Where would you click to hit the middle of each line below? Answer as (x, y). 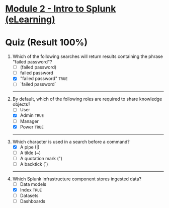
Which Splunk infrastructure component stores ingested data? (77, 179)
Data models (33, 184)
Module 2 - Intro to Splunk (61, 9)
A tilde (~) (30, 153)
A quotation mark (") (41, 158)
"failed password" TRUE (44, 79)
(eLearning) (30, 19)
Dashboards (33, 201)
